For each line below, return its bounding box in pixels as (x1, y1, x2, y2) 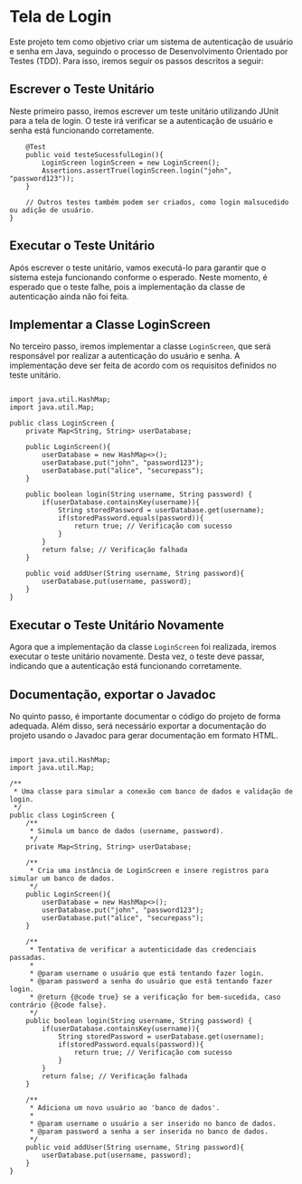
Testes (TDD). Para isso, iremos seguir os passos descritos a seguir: (9, 55, 264, 66)
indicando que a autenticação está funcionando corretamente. (9, 661, 242, 672)
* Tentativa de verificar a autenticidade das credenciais (29, 945, 257, 954)
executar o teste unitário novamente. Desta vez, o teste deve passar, (9, 651, 265, 662)
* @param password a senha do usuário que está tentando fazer (29, 977, 273, 986)
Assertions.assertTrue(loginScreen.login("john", (42, 165, 232, 175)
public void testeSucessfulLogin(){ (25, 150, 165, 159)
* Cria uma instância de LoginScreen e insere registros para (29, 866, 269, 875)
